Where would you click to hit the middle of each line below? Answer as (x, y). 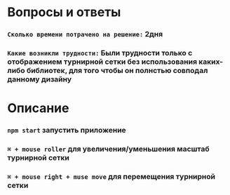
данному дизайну (40, 79)
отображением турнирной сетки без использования (102, 62)
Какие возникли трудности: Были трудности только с (100, 53)
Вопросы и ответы (64, 12)
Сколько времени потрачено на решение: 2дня (85, 34)
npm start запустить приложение (67, 130)
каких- (211, 62)
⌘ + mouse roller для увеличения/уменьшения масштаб (108, 149)
